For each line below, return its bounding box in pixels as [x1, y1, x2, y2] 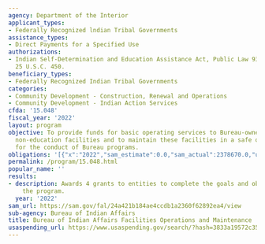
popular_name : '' [8, 165, 65, 173]
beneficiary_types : [8, 70, 73, 78]
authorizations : [8, 48, 62, 56]
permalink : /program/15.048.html [8, 158, 118, 166]
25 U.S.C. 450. [15, 63, 65, 71]
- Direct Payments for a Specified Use [8, 41, 140, 49]
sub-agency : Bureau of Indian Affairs [8, 209, 136, 217]
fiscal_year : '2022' [8, 114, 77, 122]
